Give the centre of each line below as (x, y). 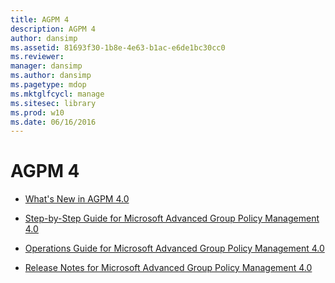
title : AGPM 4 (40, 19)
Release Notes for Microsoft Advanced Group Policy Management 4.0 (168, 268)
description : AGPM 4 (53, 29)
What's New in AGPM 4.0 (77, 199)
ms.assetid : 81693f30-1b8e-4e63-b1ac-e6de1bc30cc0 (118, 47)
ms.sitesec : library (53, 103)
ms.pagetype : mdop (48, 85)
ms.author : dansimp (51, 76)
